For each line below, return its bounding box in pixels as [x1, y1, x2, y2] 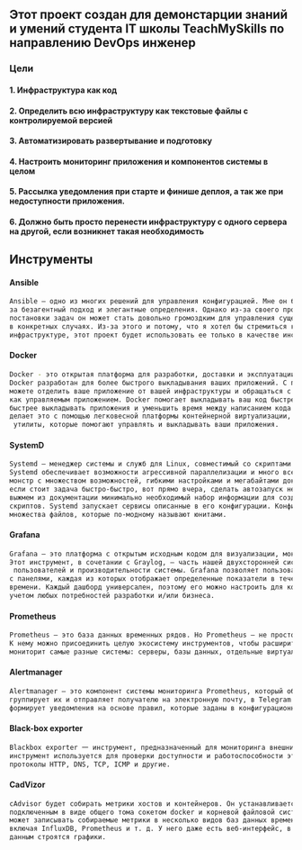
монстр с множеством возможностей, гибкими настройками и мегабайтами [9, 476, 280, 485]
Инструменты [9, 252, 93, 267]
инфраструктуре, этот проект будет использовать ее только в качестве [9, 330, 280, 339]
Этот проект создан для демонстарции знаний [9, 7, 288, 23]
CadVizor [9, 779, 46, 791]
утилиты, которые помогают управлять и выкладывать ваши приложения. [13, 420, 280, 430]
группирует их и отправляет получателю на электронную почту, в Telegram [9, 695, 292, 704]
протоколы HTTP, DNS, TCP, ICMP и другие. [9, 760, 171, 769]
